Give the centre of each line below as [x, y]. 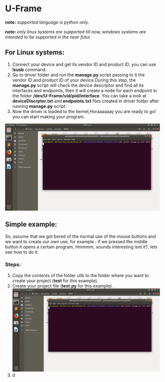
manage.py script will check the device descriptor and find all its [78, 85]
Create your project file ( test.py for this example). [63, 286]
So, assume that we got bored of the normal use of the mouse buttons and [81, 236]
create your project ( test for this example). [55, 281]
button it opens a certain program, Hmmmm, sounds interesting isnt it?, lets [81, 247]
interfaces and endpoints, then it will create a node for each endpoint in [84, 90]
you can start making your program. [48, 117]
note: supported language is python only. [47, 22]
